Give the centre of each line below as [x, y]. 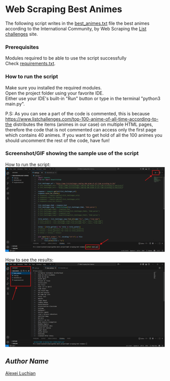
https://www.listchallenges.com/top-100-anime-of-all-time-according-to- [82, 119]
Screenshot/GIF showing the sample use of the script [72, 154]
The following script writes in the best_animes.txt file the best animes [77, 23]
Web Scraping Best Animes [64, 9]
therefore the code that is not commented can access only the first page [81, 129]
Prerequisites [22, 47]
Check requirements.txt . [30, 64]
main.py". [15, 104]
